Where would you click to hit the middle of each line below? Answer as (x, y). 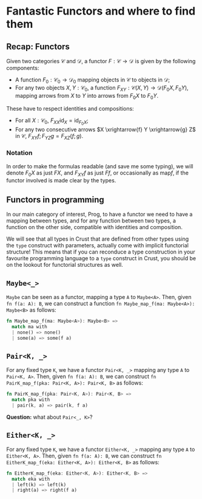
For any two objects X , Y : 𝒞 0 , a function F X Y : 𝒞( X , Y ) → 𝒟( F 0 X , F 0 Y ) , (102, 88)
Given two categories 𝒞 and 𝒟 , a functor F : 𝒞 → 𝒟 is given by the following (101, 61)
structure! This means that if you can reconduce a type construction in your (101, 252)
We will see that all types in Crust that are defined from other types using (98, 239)
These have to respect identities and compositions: (70, 109)
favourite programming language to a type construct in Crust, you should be (101, 258)
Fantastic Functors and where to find (101, 11)
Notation (19, 153)
